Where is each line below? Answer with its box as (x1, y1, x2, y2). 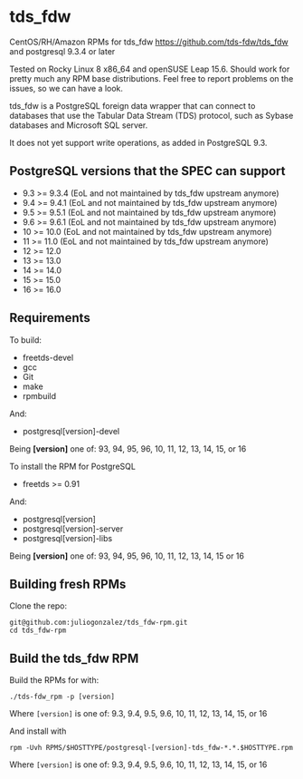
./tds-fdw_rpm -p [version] (9, 692, 116, 702)
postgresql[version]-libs (22, 532, 113, 543)
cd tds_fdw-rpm (9, 626, 67, 636)
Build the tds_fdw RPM (9, 650, 139, 666)
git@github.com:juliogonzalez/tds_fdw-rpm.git (9, 618, 188, 628)
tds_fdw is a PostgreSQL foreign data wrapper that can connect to (9, 100, 256, 111)
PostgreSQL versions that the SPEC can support (9, 163, 286, 179)
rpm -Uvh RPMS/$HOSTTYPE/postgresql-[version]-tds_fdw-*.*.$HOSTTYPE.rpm (9, 744, 294, 753)
